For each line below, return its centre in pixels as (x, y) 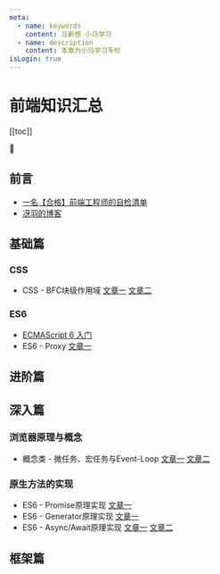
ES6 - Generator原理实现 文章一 (81, 516)
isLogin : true (36, 59)
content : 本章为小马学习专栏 (73, 51)
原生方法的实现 (41, 484)
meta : (19, 17)
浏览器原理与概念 (46, 437)
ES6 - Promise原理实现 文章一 (77, 505)
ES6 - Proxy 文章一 (57, 345)
